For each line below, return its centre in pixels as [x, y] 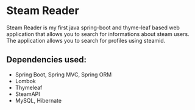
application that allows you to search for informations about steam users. [98, 34]
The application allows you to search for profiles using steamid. [86, 40]
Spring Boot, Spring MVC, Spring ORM [63, 75]
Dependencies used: [47, 60]
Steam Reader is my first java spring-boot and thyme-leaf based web [93, 28]
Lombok [26, 81]
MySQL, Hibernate [38, 100]
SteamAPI [28, 94]
